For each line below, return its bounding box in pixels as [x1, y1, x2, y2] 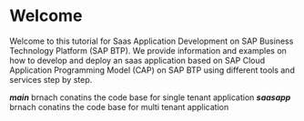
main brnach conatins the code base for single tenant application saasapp [9, 92, 291, 103]
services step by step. [9, 74, 93, 85]
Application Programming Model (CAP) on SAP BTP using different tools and [9, 65, 296, 76]
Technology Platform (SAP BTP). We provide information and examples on [9, 45, 287, 55]
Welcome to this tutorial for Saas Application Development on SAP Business [9, 35, 294, 46]
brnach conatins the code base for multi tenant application [9, 101, 229, 112]
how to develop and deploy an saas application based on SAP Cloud [9, 55, 266, 66]
